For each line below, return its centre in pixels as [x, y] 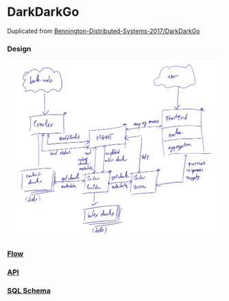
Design [19, 49]
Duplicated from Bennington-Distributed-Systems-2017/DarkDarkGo [104, 31]
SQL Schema [29, 291]
